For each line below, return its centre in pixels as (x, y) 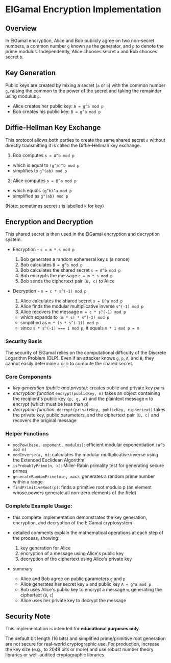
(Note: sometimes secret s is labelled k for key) (55, 206)
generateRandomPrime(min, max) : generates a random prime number (84, 476)
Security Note (28, 617)
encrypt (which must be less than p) (51, 404)
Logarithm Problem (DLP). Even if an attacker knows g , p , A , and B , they (80, 358)
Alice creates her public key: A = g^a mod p (58, 106)
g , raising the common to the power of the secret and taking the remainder (83, 91)
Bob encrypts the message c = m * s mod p (66, 276)
